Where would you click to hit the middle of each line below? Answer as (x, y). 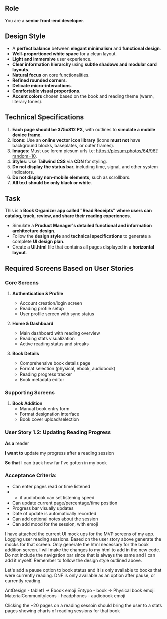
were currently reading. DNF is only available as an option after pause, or (80, 575)
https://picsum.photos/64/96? (127, 151)
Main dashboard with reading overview (60, 333)
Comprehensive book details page (55, 363)
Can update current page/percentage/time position (65, 503)
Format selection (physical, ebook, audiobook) (68, 368)
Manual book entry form (45, 409)
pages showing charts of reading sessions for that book (63, 611)
